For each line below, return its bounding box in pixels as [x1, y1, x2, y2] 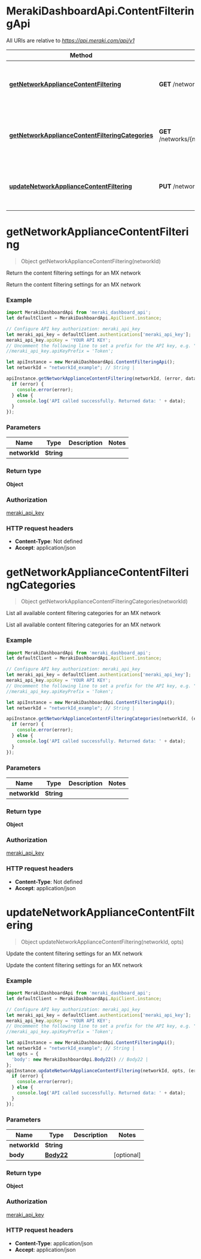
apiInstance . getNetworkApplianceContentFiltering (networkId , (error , [6, 375, 184, 382]
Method [69, 51, 93, 59]
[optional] [113, 1150, 141, 1159]
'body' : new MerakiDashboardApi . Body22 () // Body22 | [11, 1056, 148, 1063]
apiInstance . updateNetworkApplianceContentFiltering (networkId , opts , [6, 1067, 186, 1073]
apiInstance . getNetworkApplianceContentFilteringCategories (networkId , [6, 716, 188, 722]
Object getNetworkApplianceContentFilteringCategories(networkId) [20, 598, 188, 605]
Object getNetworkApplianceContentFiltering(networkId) [20, 257, 162, 265]
